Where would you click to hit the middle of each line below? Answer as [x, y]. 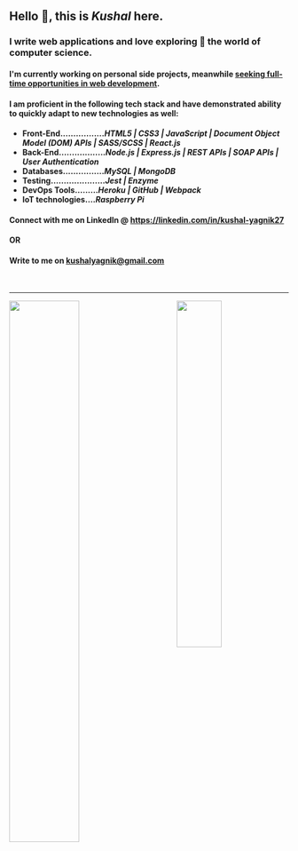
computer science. [51, 52]
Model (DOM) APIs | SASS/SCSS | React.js [101, 143]
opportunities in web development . [94, 83]
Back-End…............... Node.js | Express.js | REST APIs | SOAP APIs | [150, 153]
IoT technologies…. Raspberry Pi [83, 200]
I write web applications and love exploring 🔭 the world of [135, 42]
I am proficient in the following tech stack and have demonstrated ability [145, 104]
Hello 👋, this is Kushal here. [86, 16]
